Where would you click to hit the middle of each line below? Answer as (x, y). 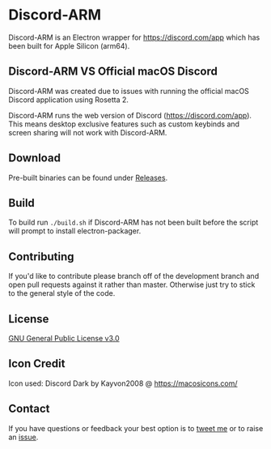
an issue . (23, 437)
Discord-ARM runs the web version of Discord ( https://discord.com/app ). (130, 115)
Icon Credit (37, 363)
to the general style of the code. (62, 293)
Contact (29, 409)
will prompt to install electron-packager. (75, 231)
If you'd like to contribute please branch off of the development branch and (134, 276)
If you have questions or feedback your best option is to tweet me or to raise (136, 428)
